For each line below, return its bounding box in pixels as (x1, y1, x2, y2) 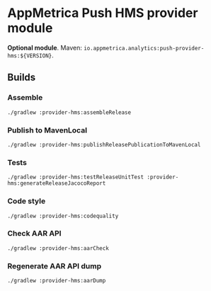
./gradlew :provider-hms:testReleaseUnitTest (7, 173, 144, 181)
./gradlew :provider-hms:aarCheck (7, 244, 110, 252)
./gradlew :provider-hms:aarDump (7, 278, 106, 285)
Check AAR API (7, 229, 62, 239)
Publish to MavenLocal (7, 125, 87, 135)
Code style (7, 196, 46, 206)
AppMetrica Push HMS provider (7, 5, 198, 21)
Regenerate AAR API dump (7, 261, 101, 270)
